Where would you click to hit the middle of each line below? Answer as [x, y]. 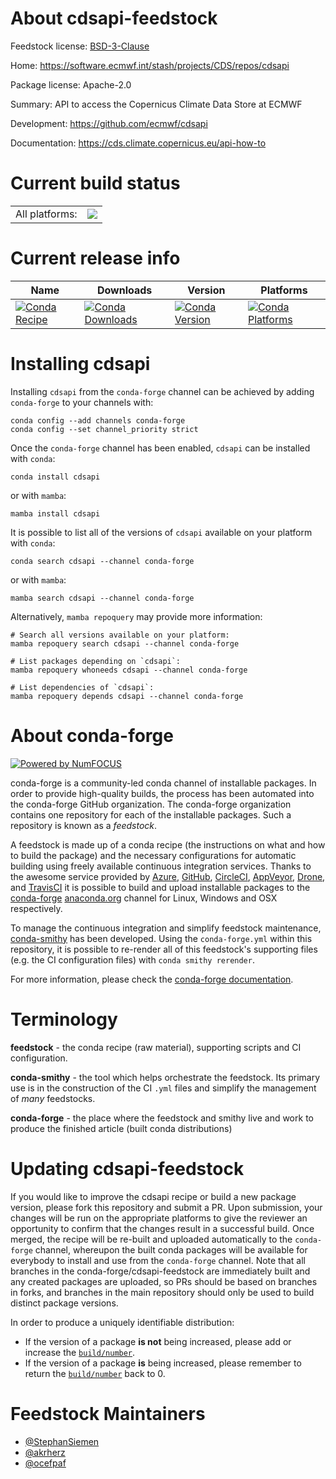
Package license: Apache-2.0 [71, 84]
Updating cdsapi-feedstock [127, 1168]
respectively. [36, 908]
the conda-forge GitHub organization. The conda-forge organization [151, 804]
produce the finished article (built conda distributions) [121, 1128]
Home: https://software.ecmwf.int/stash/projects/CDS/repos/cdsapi [150, 65]
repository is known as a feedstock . [84, 825]
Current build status [95, 183]
